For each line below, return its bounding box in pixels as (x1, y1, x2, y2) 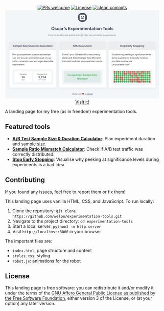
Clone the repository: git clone (12, 208, 76, 214)
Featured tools (5, 123, 50, 131)
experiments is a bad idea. (12, 161, 66, 167)
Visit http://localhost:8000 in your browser (12, 228, 101, 234)
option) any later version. (5, 301, 55, 307)
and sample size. (12, 141, 47, 147)
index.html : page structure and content (12, 247, 92, 253)
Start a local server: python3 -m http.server (12, 223, 101, 229)
